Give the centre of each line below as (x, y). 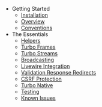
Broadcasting (37, 60)
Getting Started (31, 9)
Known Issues (38, 98)
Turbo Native (37, 85)
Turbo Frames (38, 47)
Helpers (31, 41)
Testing (30, 92)
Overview (33, 21)
